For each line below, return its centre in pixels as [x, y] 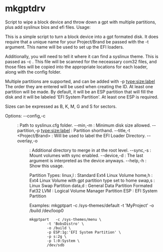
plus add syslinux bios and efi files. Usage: [48, 27]
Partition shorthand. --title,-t [102, 130]
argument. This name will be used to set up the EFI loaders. [64, 47]
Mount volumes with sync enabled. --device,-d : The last [86, 155]
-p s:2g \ [57, 236]
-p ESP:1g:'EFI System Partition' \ [84, 232]
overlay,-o [27, 141]
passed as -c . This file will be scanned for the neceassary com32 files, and [81, 61]
